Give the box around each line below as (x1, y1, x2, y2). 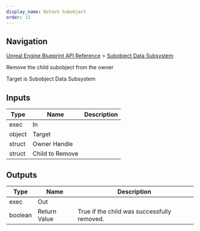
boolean (9, 211, 32, 219)
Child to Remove (32, 150, 79, 158)
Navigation (6, 36, 48, 47)
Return (37, 207, 57, 215)
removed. (77, 214, 104, 223)
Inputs (6, 93, 31, 103)
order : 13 (6, 14, 31, 20)
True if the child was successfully (77, 207, 171, 215)
